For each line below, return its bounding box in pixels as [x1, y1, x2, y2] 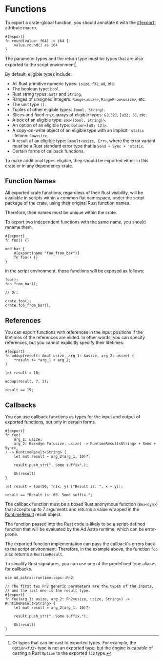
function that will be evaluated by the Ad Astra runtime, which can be [5, 526, 144, 532]
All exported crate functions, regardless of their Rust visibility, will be [5, 190, 143, 196]
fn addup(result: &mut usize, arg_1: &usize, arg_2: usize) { [5, 353, 134, 359]
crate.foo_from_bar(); [5, 303, 51, 308]
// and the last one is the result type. [5, 588, 91, 593]
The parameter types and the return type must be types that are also [5, 55, 143, 62]
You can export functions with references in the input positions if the [5, 329, 143, 335]
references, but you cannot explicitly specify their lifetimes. [5, 340, 124, 345]
